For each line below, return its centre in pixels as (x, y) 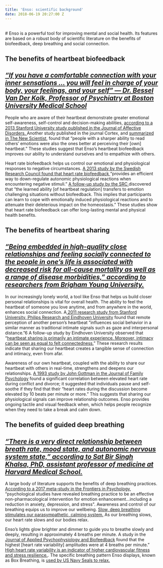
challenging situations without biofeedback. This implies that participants (78, 194)
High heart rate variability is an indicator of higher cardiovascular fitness (77, 550)
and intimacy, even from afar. (34, 353)
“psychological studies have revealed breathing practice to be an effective (80, 494)
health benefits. (21, 215)
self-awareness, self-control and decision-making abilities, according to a (79, 123)
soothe (12, 389)
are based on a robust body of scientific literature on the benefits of (73, 38)
